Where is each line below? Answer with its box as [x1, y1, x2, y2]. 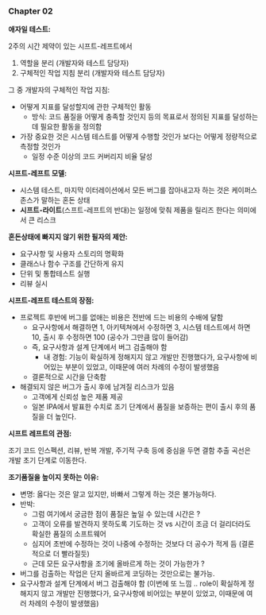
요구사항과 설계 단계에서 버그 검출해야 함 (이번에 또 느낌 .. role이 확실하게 [19, 578, 246, 589]
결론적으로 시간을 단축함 [31, 372, 107, 382]
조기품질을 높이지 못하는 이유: [8, 473, 99, 482]
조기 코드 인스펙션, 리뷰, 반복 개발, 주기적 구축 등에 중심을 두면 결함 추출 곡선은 [8, 446, 252, 455]
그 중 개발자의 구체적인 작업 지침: [8, 85, 110, 95]
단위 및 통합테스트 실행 [19, 269, 91, 279]
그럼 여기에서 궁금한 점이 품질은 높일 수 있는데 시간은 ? [31, 509, 201, 519]
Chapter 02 [8, 6, 53, 17]
